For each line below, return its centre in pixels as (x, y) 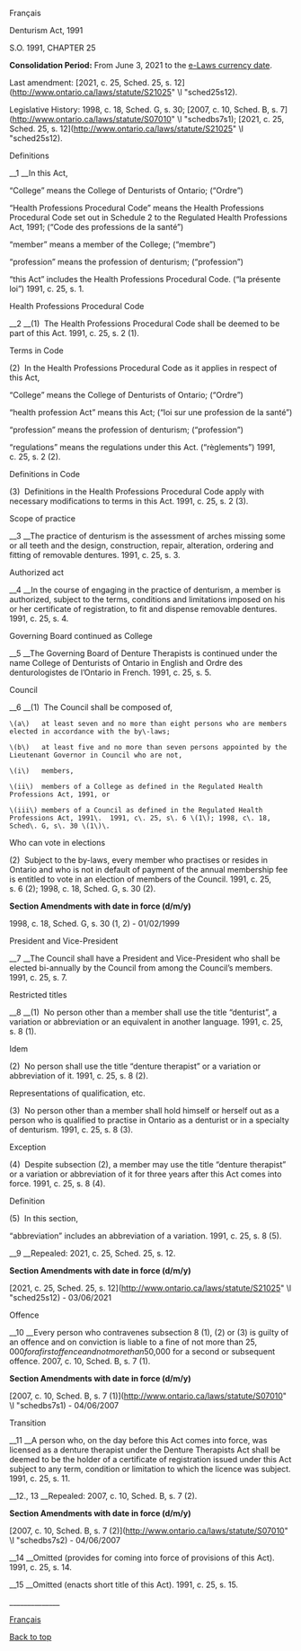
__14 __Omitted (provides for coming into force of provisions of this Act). (142, 1558)
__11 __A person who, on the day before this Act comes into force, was (138, 1440)
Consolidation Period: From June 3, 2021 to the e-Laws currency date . (141, 65)
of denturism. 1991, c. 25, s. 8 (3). (71, 1130)
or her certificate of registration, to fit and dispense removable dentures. (143, 609)
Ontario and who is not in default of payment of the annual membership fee (149, 870)
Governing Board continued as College (81, 636)
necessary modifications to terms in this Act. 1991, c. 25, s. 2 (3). (129, 501)
